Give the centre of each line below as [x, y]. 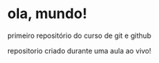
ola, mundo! [47, 14]
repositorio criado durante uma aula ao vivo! [79, 50]
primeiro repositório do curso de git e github [79, 35]
